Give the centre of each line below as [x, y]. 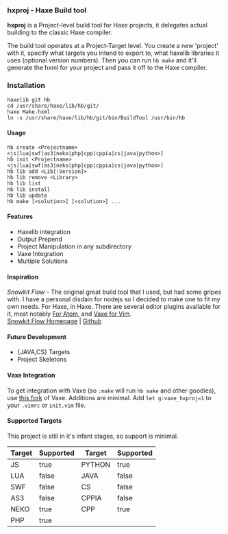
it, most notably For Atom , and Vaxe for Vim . [69, 314]
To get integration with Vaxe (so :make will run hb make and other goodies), [112, 391]
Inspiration [23, 277]
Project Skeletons [42, 360]
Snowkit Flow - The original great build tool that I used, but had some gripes [114, 292]
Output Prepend [40, 239]
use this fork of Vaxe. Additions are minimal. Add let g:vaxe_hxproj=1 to [109, 397]
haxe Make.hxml [29, 112]
